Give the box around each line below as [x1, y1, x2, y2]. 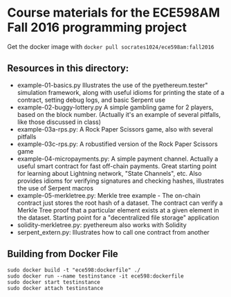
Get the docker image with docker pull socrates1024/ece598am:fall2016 [7, 42, 214, 51]
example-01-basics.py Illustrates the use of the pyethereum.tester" [17, 81, 209, 89]
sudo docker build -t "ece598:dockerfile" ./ [7, 267, 140, 273]
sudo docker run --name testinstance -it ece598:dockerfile [7, 272, 185, 280]
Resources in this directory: [7, 62, 129, 74]
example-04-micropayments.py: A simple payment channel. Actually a [17, 154, 219, 163]
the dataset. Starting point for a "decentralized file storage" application [17, 213, 219, 222]
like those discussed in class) [17, 118, 102, 126]
